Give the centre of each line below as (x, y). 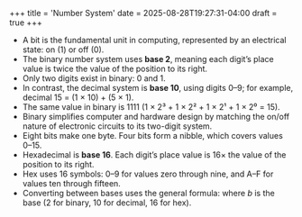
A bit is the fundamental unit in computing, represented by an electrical (154, 40)
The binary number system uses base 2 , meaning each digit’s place (148, 59)
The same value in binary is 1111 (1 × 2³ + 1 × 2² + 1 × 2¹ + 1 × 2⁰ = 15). (151, 107)
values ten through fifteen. (72, 183)
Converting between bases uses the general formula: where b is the (148, 193)
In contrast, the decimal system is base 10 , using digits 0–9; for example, (158, 88)
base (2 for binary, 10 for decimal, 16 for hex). (107, 203)
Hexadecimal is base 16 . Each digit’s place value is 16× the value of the (154, 155)
